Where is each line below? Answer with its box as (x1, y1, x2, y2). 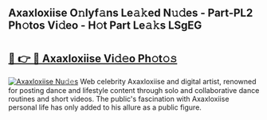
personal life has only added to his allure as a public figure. (8, 103, 202, 112)
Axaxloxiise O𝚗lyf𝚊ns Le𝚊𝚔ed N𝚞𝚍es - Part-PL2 (8, 6, 253, 20)
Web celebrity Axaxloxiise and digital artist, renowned (80, 77, 257, 86)
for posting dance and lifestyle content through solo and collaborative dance (8, 86, 260, 95)
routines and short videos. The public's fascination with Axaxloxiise (8, 95, 230, 103)
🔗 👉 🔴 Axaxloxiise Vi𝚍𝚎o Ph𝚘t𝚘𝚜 (8, 52, 178, 65)
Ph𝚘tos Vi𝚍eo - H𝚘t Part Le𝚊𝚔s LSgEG (8, 19, 202, 33)
